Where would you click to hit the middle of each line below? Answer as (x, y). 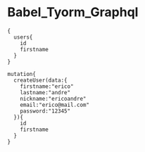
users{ (23, 37)
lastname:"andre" (45, 92)
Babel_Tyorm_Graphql (73, 12)
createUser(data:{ (41, 80)
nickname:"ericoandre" (53, 99)
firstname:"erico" (47, 86)
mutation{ (22, 74)
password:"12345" (45, 111)
